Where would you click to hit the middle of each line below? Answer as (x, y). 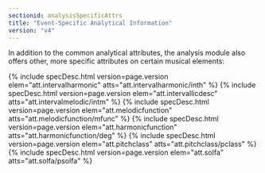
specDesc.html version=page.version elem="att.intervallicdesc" (113, 94)
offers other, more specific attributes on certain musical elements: (117, 61)
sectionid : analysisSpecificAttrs (66, 15)
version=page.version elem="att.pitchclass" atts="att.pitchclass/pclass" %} (132, 144)
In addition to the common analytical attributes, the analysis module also (127, 53)
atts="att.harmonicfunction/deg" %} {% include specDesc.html (112, 136)
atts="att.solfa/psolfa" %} (51, 161)
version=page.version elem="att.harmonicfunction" (93, 127)
